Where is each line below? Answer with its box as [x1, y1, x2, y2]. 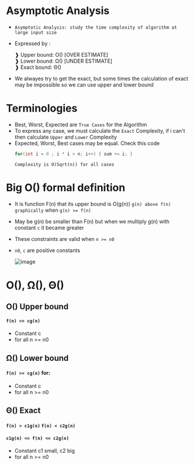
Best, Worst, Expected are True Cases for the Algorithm [14, 121, 147, 128]
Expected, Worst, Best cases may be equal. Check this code [14, 139, 160, 147]
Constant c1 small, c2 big [14, 447, 75, 454]
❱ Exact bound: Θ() [14, 63, 61, 71]
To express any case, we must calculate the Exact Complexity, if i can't [14, 127, 185, 134]
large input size [14, 29, 57, 36]
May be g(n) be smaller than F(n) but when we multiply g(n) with [14, 218, 169, 225]
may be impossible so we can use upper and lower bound [14, 81, 154, 88]
